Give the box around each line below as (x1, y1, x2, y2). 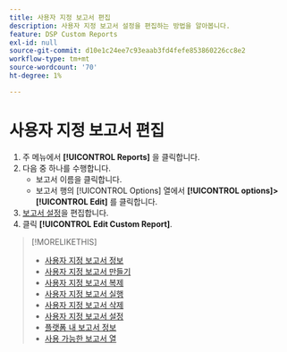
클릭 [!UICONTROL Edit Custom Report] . (21, 218, 173, 229)
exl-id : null (9, 38, 58, 47)
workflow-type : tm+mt (9, 54, 90, 63)
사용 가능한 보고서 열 (44, 332, 117, 344)
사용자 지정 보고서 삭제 (44, 299, 124, 310)
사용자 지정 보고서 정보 (44, 255, 124, 265)
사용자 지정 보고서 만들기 (44, 265, 131, 277)
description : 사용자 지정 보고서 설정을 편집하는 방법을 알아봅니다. (9, 21, 231, 30)
